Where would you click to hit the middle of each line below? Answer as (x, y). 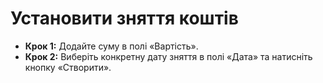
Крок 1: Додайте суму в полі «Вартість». (111, 46)
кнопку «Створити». (68, 67)
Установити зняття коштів (124, 18)
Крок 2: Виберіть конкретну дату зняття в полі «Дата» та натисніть (168, 56)
